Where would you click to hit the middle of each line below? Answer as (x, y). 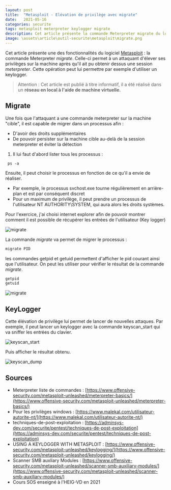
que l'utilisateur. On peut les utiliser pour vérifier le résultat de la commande (85, 264)
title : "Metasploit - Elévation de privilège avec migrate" (72, 15)
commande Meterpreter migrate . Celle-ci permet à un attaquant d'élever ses (85, 58)
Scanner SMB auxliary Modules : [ (48, 460)
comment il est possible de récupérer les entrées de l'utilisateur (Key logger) (85, 220)
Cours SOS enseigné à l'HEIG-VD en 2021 (56, 482)
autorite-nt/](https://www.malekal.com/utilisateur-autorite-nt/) (78, 417)
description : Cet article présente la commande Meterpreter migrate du (83, 34)
